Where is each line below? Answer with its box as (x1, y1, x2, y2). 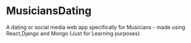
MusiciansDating (6, 4, 92, 18)
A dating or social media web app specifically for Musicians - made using (6, 24, 186, 31)
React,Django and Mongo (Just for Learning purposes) (6, 29, 141, 37)
